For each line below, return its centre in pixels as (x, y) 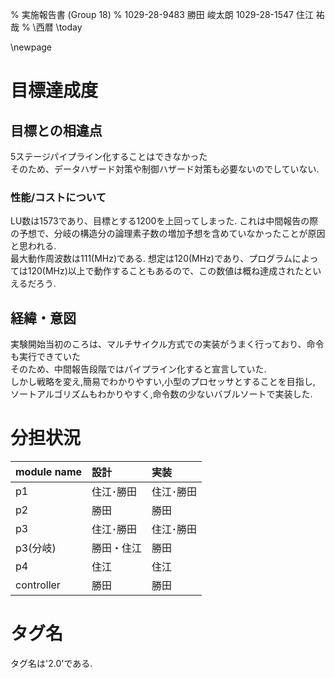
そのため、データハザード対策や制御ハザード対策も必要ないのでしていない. (165, 169)
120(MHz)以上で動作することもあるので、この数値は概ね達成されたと (170, 271)
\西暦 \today (57, 27)
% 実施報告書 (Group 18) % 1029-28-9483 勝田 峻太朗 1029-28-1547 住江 (162, 14)
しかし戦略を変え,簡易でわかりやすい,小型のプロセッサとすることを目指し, (163, 382)
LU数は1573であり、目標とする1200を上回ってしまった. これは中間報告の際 (164, 221)
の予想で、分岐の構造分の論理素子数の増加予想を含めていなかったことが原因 (168, 234)
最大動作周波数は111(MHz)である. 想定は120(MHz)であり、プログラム (151, 259)
